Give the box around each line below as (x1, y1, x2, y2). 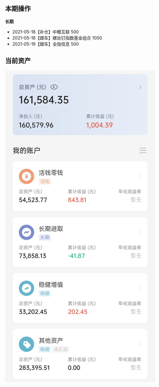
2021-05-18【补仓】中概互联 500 (12, 29, 79, 35)
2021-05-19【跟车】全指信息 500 (12, 41, 79, 47)
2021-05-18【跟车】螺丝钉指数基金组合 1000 (12, 35, 102, 40)
